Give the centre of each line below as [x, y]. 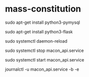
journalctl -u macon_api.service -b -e [42, 69]
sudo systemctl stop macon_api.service [44, 50]
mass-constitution [43, 9]
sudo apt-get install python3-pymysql [43, 22]
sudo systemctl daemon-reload [36, 41]
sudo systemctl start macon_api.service [45, 60]
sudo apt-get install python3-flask [39, 31]
